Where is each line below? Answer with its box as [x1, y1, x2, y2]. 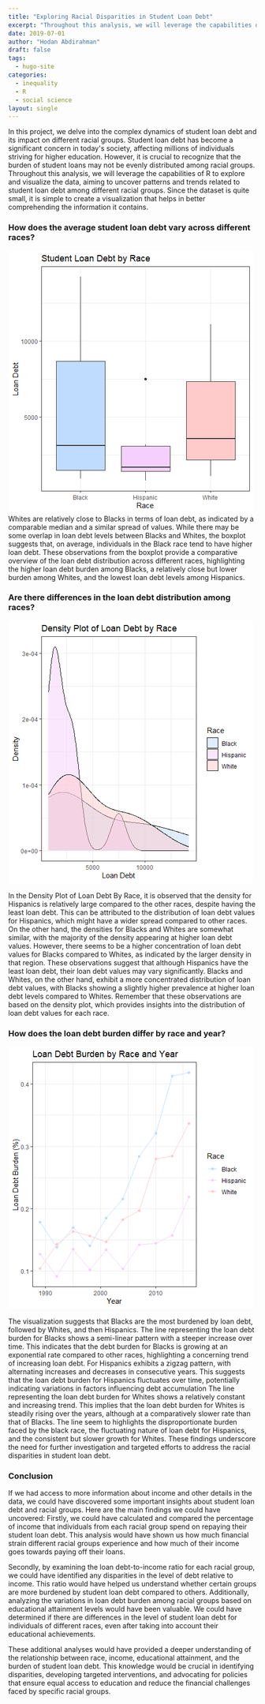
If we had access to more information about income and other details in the [8, 1489, 252, 1498]
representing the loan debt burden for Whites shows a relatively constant [8, 1392, 246, 1402]
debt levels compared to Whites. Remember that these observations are [8, 991, 242, 1001]
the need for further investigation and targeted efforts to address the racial [8, 1443, 251, 1452]
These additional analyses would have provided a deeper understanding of [8, 1645, 252, 1654]
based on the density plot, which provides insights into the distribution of [8, 999, 246, 1009]
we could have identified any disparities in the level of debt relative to [8, 1571, 234, 1580]
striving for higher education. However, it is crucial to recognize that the [8, 152, 241, 162]
